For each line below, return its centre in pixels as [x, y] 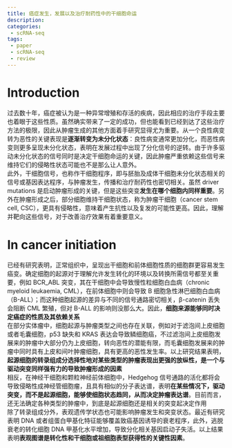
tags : [15, 39]
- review [23, 59]
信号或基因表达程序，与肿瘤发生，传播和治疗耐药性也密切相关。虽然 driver [113, 182]
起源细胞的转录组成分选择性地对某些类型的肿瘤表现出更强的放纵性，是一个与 [116, 360]
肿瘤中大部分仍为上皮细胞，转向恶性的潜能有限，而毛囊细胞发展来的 [122, 342]
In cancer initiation [62, 244]
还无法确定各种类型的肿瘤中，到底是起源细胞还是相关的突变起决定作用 [107, 403]
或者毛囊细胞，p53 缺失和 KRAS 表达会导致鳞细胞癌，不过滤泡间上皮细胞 [111, 334]
